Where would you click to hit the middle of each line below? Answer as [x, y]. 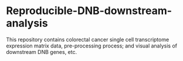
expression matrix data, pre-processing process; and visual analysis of [92, 46]
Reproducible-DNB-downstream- [89, 11]
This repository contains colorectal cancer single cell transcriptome [88, 39]
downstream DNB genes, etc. [42, 52]
